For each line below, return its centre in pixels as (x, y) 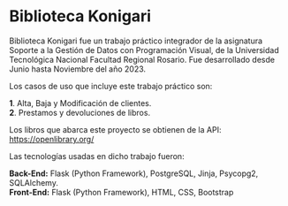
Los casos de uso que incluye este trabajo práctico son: (111, 86)
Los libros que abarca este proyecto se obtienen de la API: (115, 129)
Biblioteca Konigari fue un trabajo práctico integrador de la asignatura (136, 41)
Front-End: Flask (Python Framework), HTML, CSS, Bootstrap (121, 192)
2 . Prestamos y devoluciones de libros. (80, 112)
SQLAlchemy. (34, 182)
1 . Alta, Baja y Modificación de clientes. (80, 103)
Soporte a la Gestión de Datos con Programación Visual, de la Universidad (144, 50)
